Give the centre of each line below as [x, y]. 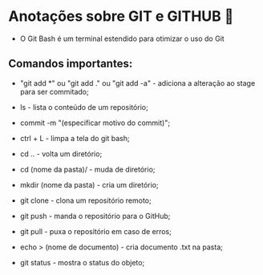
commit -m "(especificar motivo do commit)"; [95, 123]
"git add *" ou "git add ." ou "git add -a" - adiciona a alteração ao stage [138, 83]
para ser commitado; [55, 91]
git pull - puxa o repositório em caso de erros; [96, 231]
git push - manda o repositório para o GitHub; [95, 216]
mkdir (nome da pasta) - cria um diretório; [89, 184]
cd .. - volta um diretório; [61, 154]
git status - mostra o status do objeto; [82, 262]
